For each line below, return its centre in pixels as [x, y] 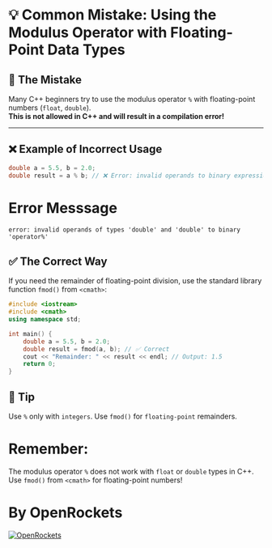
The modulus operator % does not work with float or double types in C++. [131, 471]
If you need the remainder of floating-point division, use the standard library [135, 281]
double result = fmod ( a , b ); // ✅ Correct [96, 349]
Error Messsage [63, 208]
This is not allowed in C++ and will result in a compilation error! [117, 116]
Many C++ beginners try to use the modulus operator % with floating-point [132, 99]
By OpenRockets [66, 513]
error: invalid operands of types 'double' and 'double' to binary [125, 229]
